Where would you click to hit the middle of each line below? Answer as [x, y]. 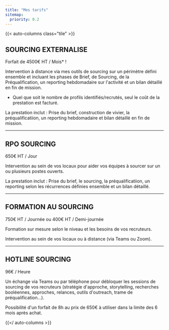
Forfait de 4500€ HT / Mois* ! [36, 62]
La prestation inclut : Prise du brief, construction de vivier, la [67, 113]
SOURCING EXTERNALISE [47, 49]
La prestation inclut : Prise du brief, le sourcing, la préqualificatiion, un [78, 181]
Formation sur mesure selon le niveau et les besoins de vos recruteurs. [79, 229]
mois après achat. [24, 313]
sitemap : [14, 15]
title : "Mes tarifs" [27, 10]
